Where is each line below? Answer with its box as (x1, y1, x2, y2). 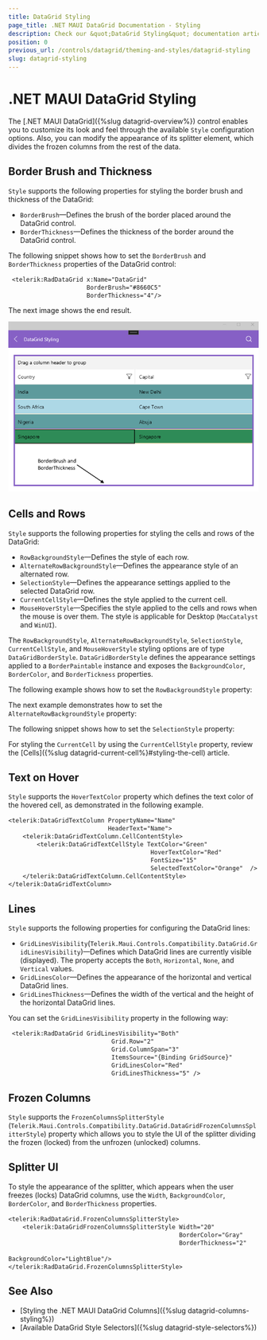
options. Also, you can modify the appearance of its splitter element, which (8, 133, 254, 143)
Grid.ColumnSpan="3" (110, 1045, 180, 1054)
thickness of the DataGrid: (8, 194, 94, 204)
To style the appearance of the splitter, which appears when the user (8, 1182, 234, 1191)
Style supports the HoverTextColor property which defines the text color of (8, 792, 254, 802)
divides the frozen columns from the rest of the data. (8, 142, 181, 151)
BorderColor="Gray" (178, 1231, 244, 1239)
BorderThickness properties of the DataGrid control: (8, 259, 176, 268)
